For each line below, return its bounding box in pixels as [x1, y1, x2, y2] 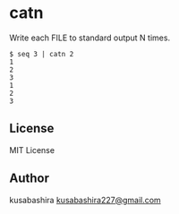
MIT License [9, 144, 55, 155]
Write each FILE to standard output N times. [9, 32, 171, 43]
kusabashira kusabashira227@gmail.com [9, 194, 161, 205]
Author [9, 171, 49, 186]
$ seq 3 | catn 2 [9, 49, 74, 58]
